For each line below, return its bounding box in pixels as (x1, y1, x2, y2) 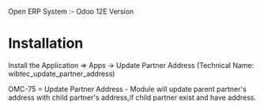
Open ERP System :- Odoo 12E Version (8, 7, 134, 16)
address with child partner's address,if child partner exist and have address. (8, 93, 257, 102)
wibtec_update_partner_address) (8, 69, 115, 78)
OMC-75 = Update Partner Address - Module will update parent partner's (8, 84, 247, 93)
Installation (8, 35, 84, 52)
